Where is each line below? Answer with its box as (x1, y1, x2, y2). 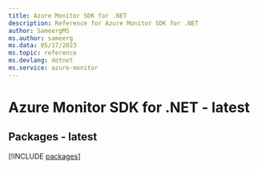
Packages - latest (8, 130, 98, 144)
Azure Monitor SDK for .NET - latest (8, 98, 251, 116)
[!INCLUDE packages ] (8, 151, 81, 161)
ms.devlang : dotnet (8, 57, 74, 65)
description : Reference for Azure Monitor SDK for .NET (8, 19, 199, 27)
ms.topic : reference (8, 49, 78, 57)
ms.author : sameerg (8, 34, 74, 42)
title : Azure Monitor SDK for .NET (8, 11, 127, 20)
